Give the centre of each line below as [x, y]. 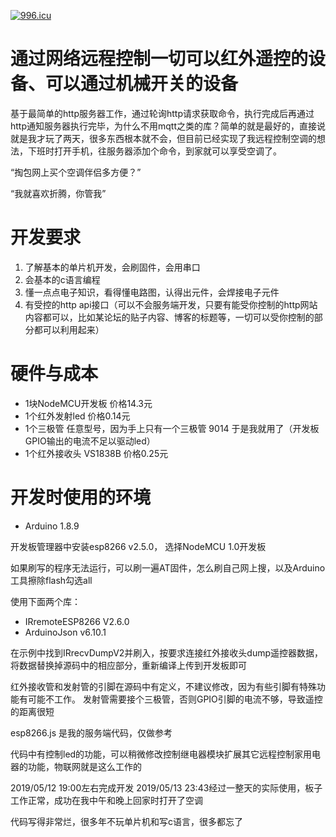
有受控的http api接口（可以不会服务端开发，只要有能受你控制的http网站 [171, 304]
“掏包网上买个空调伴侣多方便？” [76, 172]
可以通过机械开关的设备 [142, 84]
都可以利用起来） [69, 329]
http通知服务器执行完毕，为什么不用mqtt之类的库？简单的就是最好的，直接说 [168, 126]
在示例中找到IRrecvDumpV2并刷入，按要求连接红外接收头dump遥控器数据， [167, 652]
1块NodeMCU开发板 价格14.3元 [88, 403]
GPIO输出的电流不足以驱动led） [90, 441]
